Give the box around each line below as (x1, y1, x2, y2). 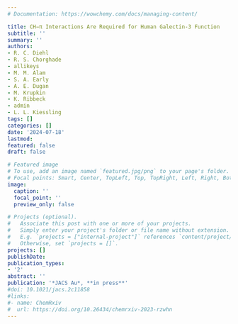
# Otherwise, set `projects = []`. (7, 240, 119, 247)
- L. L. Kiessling (7, 109, 62, 116)
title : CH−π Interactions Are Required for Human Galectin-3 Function (7, 23, 220, 30)
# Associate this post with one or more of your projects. (7, 220, 192, 228)
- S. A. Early (7, 76, 50, 83)
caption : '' (13, 187, 50, 195)
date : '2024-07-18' (7, 128, 65, 135)
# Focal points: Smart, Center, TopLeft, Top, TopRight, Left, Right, (7, 174, 220, 181)
